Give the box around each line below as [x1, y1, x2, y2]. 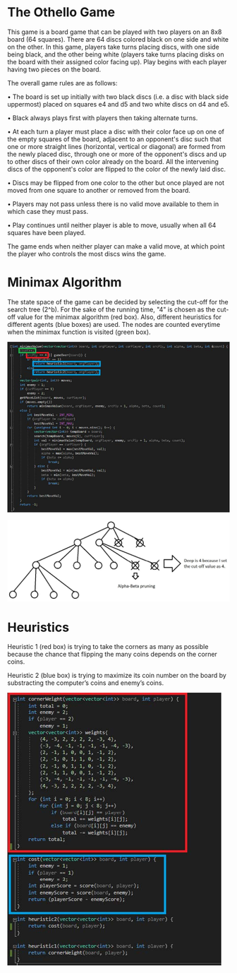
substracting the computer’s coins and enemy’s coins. [7, 679, 164, 687]
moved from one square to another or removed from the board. [7, 186, 190, 194]
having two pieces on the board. [7, 65, 102, 73]
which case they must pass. [7, 207, 89, 215]
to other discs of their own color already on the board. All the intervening [7, 157, 219, 166]
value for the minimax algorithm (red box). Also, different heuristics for [17, 312, 222, 321]
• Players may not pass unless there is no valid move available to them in [7, 199, 219, 208]
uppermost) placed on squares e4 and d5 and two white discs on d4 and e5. [7, 100, 230, 108]
